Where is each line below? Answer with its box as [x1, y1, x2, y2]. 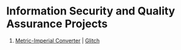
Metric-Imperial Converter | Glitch [15, 37, 100, 44]
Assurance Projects [6, 17, 108, 31]
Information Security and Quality [6, 4, 176, 18]
